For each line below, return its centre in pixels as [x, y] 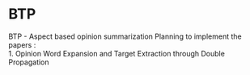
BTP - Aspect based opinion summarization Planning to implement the [125, 36]
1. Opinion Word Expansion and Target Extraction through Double [117, 53]
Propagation [29, 62]
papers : [22, 44]
